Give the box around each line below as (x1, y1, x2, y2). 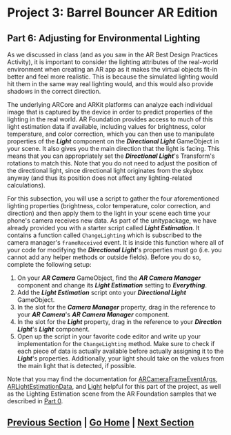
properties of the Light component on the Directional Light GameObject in (7, 137, 219, 145)
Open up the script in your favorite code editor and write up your (17, 332, 201, 341)
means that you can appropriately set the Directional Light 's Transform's (7, 152, 215, 160)
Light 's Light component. (17, 325, 90, 333)
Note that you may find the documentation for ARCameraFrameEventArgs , (7, 375, 218, 383)
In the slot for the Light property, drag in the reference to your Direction (17, 318, 222, 325)
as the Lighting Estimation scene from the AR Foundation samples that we (7, 390, 217, 398)
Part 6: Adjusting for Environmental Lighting (7, 32, 201, 44)
